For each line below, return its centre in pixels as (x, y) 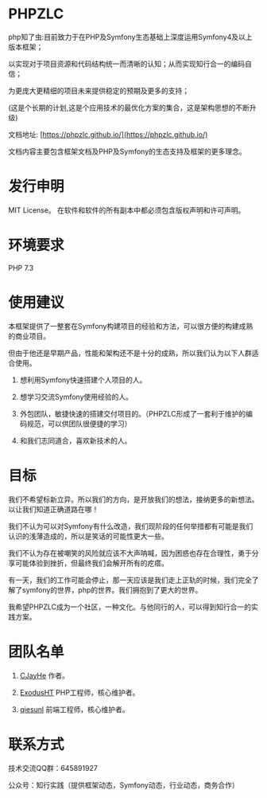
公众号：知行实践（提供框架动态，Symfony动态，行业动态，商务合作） (124, 784)
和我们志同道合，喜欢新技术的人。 (75, 440)
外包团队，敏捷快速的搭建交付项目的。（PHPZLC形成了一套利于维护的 (133, 413)
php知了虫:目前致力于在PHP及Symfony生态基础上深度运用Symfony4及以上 (130, 37)
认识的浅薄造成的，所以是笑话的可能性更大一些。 (88, 536)
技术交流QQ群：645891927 (53, 768)
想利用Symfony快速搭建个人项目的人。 (83, 380)
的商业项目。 (29, 336)
